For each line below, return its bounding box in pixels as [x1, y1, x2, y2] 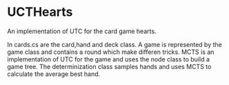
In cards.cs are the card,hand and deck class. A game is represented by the [7, 40, 222, 48]
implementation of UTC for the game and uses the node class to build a [7, 55, 210, 63]
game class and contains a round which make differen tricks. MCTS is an [7, 48, 215, 56]
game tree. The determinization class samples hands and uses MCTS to [7, 62, 212, 70]
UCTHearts [7, 4, 73, 20]
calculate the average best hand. [7, 70, 101, 78]
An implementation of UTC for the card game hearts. [7, 27, 157, 35]
